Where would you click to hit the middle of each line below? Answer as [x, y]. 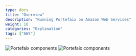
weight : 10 [17, 24]
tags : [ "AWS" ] [20, 34]
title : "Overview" [25, 15]
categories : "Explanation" [34, 29]
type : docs [17, 10]
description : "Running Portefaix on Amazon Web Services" [68, 19]
